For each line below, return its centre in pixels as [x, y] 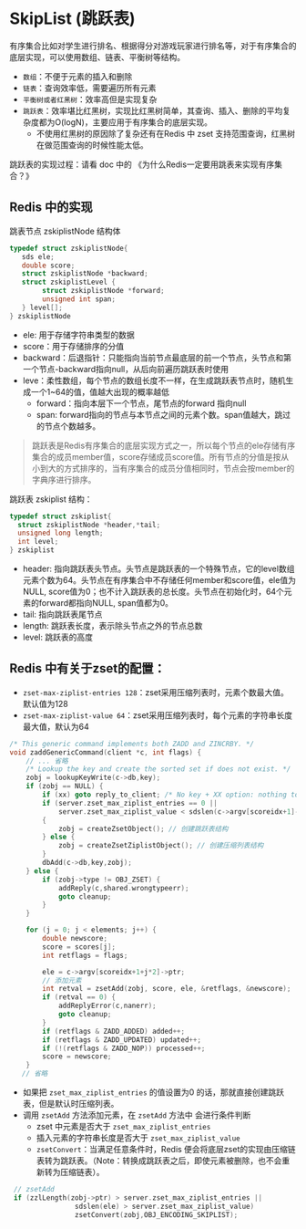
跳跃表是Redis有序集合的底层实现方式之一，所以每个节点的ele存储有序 [163, 445]
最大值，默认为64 [56, 726]
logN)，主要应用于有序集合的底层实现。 [138, 122]
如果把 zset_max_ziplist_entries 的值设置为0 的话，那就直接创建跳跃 [153, 1092]
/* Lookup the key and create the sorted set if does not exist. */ [158, 769]
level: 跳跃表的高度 [58, 637]
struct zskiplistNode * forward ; [104, 291]
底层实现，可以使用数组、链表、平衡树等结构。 [97, 57]
